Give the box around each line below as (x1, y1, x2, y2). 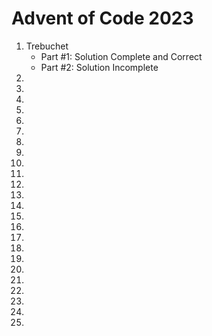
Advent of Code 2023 (11, 7, 194, 30)
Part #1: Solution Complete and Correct (40, 50, 203, 62)
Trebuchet (25, 40, 69, 52)
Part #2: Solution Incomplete (40, 61, 159, 73)
